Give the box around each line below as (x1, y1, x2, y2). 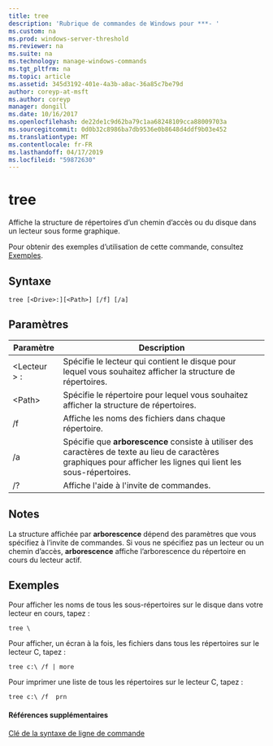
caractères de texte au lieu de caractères (63, 446, 219, 457)
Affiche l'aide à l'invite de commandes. (63, 479, 211, 491)
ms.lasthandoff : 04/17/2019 (8, 148, 104, 156)
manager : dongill (8, 103, 67, 111)
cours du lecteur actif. (8, 555, 82, 565)
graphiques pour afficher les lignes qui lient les (63, 456, 242, 468)
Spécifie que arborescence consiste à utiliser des (63, 436, 253, 447)
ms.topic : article (8, 72, 71, 81)
